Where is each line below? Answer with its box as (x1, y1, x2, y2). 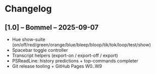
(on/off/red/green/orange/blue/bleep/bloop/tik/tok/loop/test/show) (12, 42, 151, 48)
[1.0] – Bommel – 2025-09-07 (5, 23, 99, 32)
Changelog (5, 3, 52, 15)
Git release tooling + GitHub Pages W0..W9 (12, 63, 102, 69)
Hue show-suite (12, 36, 45, 42)
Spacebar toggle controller (12, 47, 68, 53)
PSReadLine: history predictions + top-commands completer (12, 58, 138, 63)
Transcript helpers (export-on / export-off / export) (12, 52, 118, 58)
